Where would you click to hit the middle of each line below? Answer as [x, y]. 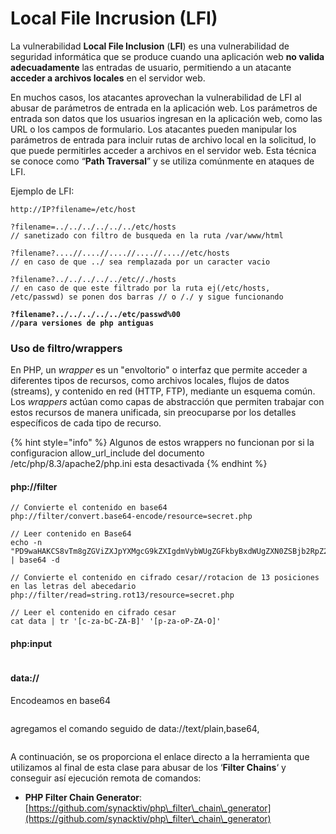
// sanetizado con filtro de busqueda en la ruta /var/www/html [147, 235]
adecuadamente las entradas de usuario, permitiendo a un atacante [151, 67]
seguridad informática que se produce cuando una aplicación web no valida [167, 56]
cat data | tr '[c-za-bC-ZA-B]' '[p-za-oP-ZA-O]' [116, 622]
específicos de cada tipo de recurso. [86, 423]
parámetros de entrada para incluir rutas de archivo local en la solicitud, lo [163, 139]
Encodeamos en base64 [61, 700]
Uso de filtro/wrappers [66, 348]
